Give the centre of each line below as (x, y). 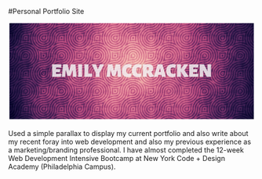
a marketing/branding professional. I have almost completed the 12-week (126, 150)
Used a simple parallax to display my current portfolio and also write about (128, 134)
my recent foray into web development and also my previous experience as (130, 142)
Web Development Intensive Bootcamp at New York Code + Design (117, 159)
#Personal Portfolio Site (46, 11)
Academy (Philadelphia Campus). (62, 166)
